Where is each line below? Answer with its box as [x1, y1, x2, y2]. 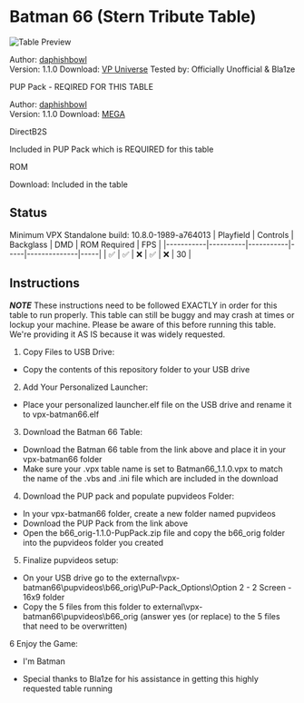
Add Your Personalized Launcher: [22, 381, 149, 392]
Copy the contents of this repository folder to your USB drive [22, 363, 250, 374]
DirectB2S [9, 125, 47, 137]
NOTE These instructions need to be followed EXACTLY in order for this [9, 300, 278, 311]
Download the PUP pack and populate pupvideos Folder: [22, 490, 235, 501]
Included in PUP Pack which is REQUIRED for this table [9, 144, 214, 154]
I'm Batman [22, 656, 65, 667]
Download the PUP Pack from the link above [22, 518, 189, 529]
